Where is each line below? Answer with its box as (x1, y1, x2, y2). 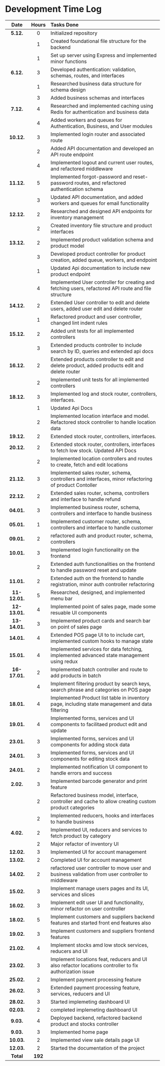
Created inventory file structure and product (50, 222, 152, 229)
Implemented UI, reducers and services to (50, 826, 147, 833)
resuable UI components (50, 609, 107, 616)
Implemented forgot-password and (50, 173, 132, 180)
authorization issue (50, 968, 95, 975)
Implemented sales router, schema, (50, 469, 132, 476)
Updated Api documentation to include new (50, 264, 151, 271)
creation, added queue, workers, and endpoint (50, 257, 157, 263)
